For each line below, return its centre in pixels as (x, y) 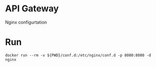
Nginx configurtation (26, 22)
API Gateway (32, 9)
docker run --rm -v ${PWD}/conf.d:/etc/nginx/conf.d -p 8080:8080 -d (78, 55)
